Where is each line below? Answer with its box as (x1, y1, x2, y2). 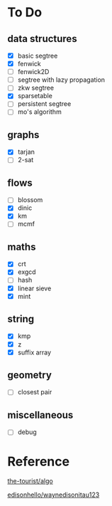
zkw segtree (17, 83, 55, 93)
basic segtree (17, 51, 58, 60)
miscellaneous (7, 409, 74, 421)
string (7, 313, 35, 325)
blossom (17, 196, 43, 204)
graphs (7, 129, 40, 141)
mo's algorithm (17, 107, 62, 116)
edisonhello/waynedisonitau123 (7, 490, 100, 499)
